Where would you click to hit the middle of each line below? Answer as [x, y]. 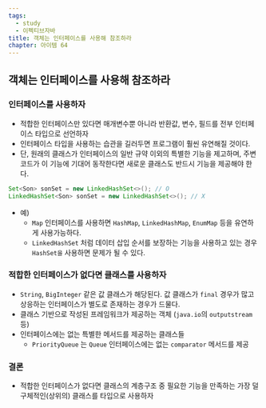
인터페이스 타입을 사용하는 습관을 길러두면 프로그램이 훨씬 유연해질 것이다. [135, 143]
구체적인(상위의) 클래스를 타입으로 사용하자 [87, 396]
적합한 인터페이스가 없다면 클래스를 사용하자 [87, 275]
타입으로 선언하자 [62, 134]
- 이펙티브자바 [36, 30]
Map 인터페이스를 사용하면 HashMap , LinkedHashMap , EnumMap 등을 [132, 222]
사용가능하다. [61, 232]
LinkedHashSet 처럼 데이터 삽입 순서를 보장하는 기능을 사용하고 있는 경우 [145, 242]
